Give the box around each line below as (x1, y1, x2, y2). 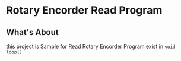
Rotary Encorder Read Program (6, 4, 163, 17)
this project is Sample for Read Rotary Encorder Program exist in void (6, 43, 176, 50)
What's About (6, 27, 59, 37)
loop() (6, 49, 23, 55)
